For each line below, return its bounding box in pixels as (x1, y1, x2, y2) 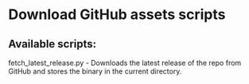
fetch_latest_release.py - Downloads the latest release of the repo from (8, 58, 242, 67)
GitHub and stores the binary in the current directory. (8, 67, 182, 76)
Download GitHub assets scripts (8, 6, 226, 24)
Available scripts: (8, 37, 97, 51)
